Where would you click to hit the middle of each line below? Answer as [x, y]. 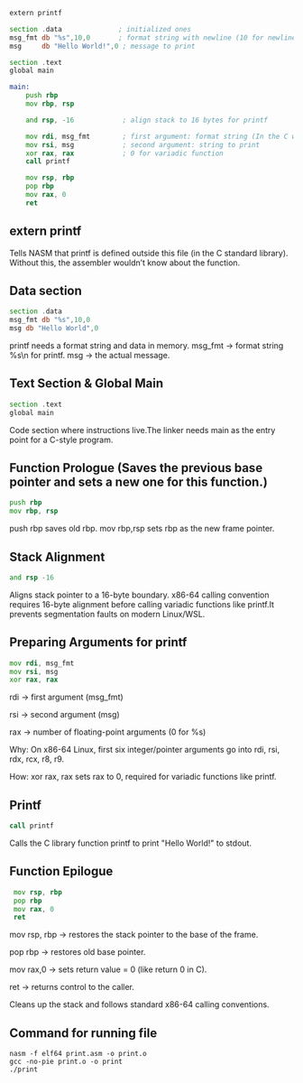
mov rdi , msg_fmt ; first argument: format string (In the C [157, 136]
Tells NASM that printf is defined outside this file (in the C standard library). [149, 253]
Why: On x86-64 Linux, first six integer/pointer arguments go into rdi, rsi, [145, 750]
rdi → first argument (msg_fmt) [66, 697]
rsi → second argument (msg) [64, 715]
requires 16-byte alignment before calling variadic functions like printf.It [142, 604]
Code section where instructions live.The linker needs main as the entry [142, 430]
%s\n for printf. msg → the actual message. [90, 355]
